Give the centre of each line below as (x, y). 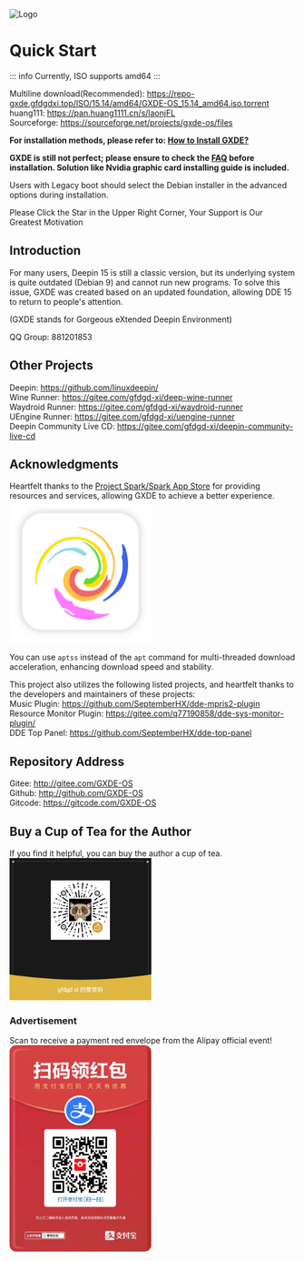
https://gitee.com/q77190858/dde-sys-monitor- (195, 713)
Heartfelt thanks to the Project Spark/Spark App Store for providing (135, 486)
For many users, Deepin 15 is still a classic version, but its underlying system (152, 272)
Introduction (45, 251)
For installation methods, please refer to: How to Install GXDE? (129, 140)
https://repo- (171, 93)
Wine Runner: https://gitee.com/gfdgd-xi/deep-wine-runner (121, 397)
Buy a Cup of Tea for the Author (101, 831)
